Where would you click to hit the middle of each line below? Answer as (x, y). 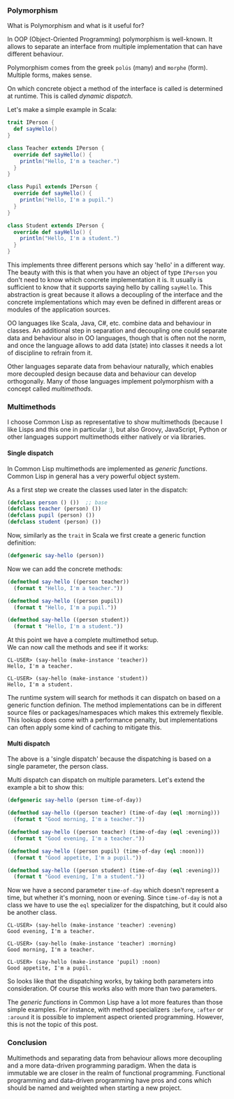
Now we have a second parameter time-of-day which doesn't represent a (113, 890)
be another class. (32, 913)
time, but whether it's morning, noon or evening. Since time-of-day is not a (115, 897)
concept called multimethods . (50, 389)
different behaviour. (36, 54)
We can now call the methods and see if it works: (78, 647)
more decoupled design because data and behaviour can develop (102, 374)
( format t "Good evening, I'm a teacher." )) (79, 839)
